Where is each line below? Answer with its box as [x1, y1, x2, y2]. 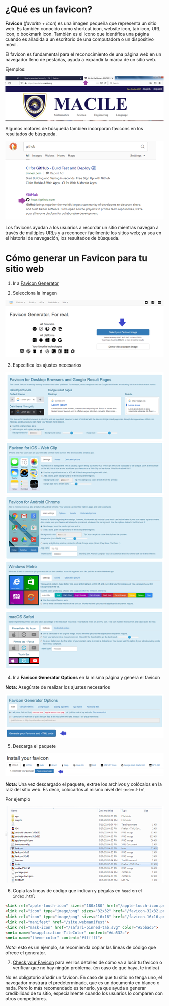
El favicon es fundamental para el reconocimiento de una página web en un [5, 51, 162, 57]
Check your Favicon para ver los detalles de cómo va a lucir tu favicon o [12, 959, 162, 966]
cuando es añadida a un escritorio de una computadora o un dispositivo [5, 36, 154, 42]
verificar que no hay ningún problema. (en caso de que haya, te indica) [12, 965, 160, 971]
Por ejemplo [5, 796, 30, 802]
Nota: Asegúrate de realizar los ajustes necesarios [5, 684, 110, 690]
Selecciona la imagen [12, 290, 57, 296]
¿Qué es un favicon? [5, 4, 93, 15]
